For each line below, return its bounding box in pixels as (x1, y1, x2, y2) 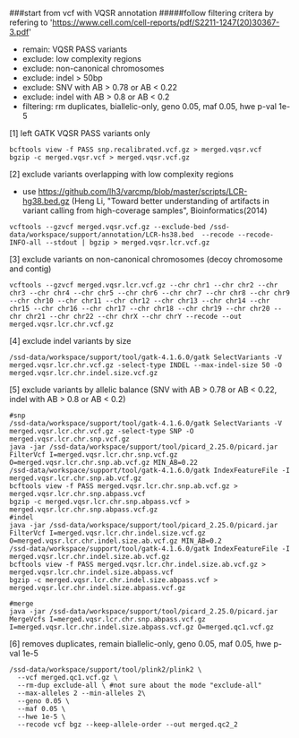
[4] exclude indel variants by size (9, 336, 132, 346)
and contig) (9, 263, 52, 274)
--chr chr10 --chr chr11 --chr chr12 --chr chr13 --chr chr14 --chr (9, 296, 270, 305)
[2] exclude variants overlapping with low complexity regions (9, 169, 235, 179)
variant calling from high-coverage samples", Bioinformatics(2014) (21, 205, 268, 216)
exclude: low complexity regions (21, 54, 141, 64)
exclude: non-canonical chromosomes (21, 63, 165, 73)
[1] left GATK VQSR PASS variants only (9, 128, 150, 138)
